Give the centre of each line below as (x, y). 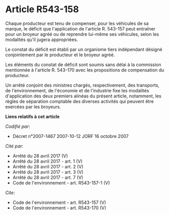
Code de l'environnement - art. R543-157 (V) (59, 202)
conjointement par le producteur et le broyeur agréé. (60, 55)
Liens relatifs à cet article (32, 116)
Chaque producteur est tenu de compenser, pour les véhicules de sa (77, 23)
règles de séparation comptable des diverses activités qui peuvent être (79, 101)
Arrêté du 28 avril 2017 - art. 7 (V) (48, 177)
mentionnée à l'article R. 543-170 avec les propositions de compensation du (85, 70)
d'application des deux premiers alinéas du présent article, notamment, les (83, 96)
